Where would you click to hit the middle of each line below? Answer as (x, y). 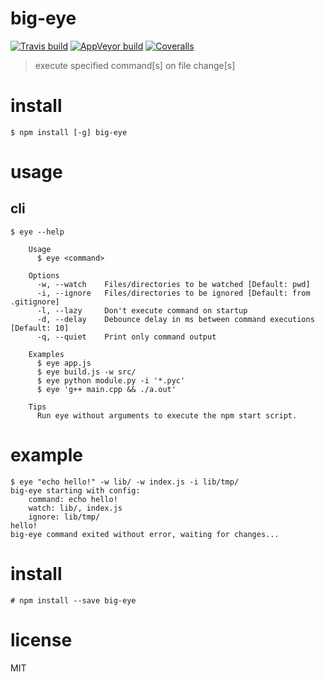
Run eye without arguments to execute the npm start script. (167, 415)
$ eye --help (37, 232)
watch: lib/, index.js (75, 508)
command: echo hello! (73, 499)
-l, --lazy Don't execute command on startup (142, 310)
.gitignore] (35, 302)
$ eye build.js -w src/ (86, 372)
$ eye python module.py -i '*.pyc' (111, 380)
